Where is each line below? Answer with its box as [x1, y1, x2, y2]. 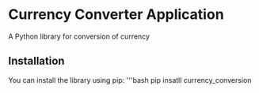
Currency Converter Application [8, 6, 224, 24]
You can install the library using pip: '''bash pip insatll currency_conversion [8, 75, 252, 84]
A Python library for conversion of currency [8, 32, 150, 41]
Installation [8, 54, 65, 68]
